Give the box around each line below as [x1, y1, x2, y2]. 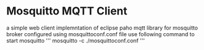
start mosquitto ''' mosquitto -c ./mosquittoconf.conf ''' [6, 37, 145, 44]
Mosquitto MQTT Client [6, 4, 128, 18]
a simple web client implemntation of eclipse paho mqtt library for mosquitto [6, 24, 199, 31]
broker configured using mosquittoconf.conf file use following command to [6, 30, 195, 37]
